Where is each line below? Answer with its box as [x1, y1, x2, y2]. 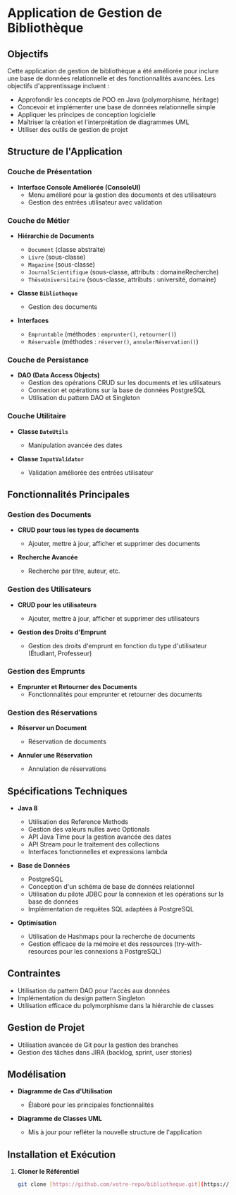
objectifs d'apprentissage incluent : [7, 82, 110, 90]
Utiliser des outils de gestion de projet [17, 126, 128, 133]
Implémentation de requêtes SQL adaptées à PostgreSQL [27, 904, 194, 913]
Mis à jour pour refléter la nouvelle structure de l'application [27, 1128, 202, 1136]
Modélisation [7, 1068, 66, 1080]
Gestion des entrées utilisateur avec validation [27, 198, 163, 206]
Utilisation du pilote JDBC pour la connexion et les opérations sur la [27, 890, 224, 898]
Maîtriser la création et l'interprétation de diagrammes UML [17, 118, 190, 126]
